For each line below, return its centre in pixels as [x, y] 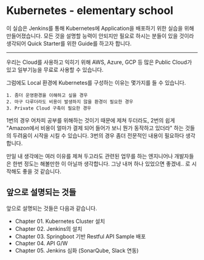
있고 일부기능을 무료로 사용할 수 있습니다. [55, 69]
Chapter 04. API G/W [41, 243]
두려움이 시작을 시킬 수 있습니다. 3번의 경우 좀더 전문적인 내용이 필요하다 [98, 135]
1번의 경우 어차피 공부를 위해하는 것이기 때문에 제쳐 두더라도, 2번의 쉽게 [91, 120]
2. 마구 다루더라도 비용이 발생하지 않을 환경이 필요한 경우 [70, 102]
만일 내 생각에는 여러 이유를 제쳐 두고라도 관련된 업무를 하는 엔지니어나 [90, 156]
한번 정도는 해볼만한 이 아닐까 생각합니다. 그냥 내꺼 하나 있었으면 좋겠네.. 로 [101, 163]
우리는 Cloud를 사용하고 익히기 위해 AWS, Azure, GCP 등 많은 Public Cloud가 [99, 62]
